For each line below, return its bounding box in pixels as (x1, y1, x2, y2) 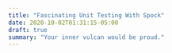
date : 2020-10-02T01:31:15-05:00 (8, 19, 119, 26)
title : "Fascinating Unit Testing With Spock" (8, 11, 165, 19)
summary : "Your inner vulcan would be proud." (8, 33, 165, 41)
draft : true (8, 26, 48, 34)
